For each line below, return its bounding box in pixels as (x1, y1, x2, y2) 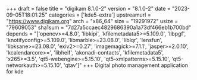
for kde (6, 68, 24, 75)
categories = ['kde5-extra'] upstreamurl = (48, 11, 151, 18)
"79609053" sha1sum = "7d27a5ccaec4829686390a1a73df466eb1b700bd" (6, 24, 192, 31)
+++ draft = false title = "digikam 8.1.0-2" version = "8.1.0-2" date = (6, 5, 171, 12)
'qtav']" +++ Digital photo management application (63, 62, 189, 69)
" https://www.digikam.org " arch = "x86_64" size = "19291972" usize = (6, 18, 179, 24)
